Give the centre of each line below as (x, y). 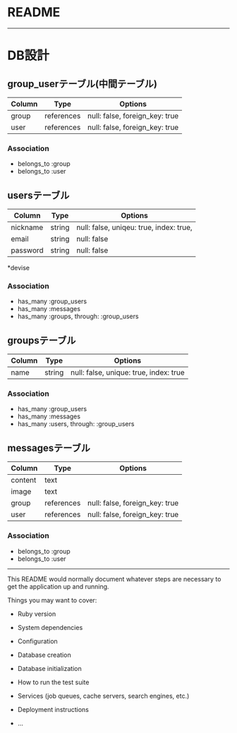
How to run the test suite (53, 682)
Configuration (37, 641)
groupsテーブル (42, 340)
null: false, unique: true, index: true (127, 372)
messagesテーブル (49, 448)
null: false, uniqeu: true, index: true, (134, 228)
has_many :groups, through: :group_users (78, 316)
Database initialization (50, 668)
